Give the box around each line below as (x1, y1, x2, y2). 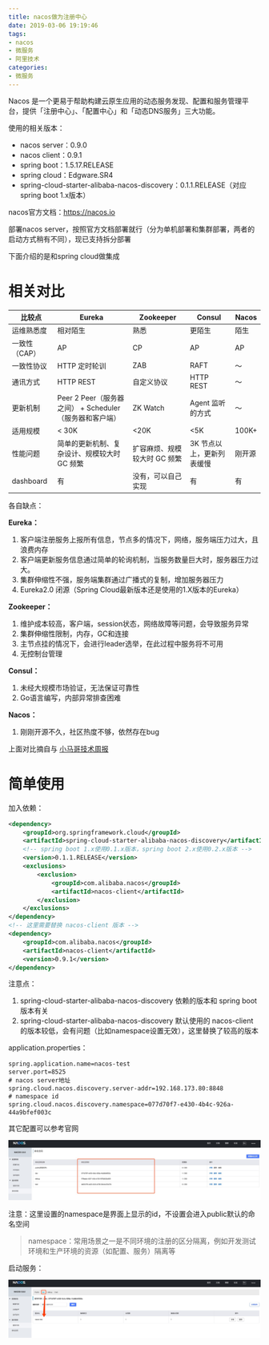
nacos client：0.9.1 (19, 150, 82, 159)
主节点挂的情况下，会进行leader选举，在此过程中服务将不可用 (19, 638, 224, 648)
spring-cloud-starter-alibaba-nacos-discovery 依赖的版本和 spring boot (19, 996, 258, 1005)
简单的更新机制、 (57, 438, 114, 448)
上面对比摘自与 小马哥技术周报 (8, 743, 109, 753)
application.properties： (8, 1043, 88, 1053)
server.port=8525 (8, 1068, 66, 1077)
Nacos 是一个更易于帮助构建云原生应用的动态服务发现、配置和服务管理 (8, 96, 243, 106)
